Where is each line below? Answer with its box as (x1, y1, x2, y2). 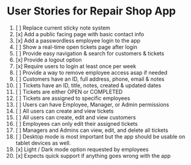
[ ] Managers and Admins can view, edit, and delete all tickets (15, 126, 168, 134)
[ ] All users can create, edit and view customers (15, 113, 136, 121)
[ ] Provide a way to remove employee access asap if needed (15, 69, 168, 76)
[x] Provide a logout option (15, 56, 82, 63)
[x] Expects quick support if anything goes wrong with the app (15, 152, 171, 159)
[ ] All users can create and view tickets (15, 107, 114, 114)
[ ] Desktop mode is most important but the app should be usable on (15, 132, 186, 140)
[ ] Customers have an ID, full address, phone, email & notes (15, 75, 164, 82)
